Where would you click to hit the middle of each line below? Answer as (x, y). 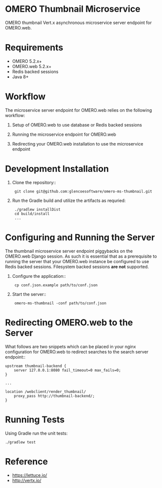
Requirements (34, 48)
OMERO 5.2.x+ (27, 61)
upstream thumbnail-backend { (36, 366)
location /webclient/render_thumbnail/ (46, 391)
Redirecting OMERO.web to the (69, 322)
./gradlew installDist (38, 209)
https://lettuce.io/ (30, 475)
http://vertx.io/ (27, 480)
